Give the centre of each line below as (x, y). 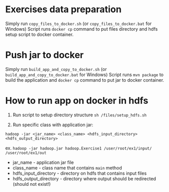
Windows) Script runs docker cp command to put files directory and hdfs (81, 29)
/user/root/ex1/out (26, 153)
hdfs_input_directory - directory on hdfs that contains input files (79, 173)
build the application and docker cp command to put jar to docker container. (85, 80)
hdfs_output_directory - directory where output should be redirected (84, 178)
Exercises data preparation (63, 9)
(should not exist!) (32, 184)
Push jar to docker (45, 55)
